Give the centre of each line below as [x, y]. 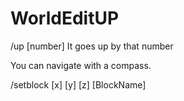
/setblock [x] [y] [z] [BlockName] [78, 84]
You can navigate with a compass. [81, 65]
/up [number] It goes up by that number [92, 46]
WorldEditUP [65, 18]
